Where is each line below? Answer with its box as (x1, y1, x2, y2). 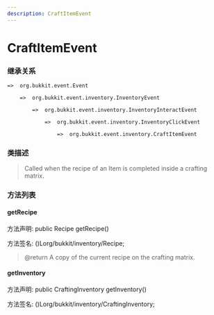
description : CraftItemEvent (7, 10, 92, 17)
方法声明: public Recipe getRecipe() (7, 224, 109, 232)
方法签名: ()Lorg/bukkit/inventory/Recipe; (7, 239, 125, 247)
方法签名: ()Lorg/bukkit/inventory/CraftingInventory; (7, 300, 155, 308)
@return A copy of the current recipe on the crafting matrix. (24, 253, 195, 261)
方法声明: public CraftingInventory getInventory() (7, 285, 147, 293)
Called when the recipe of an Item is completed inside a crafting (24, 164, 208, 173)
